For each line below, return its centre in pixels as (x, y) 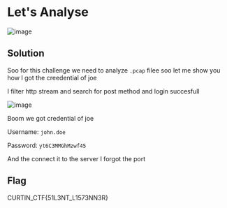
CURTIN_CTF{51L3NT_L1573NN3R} (58, 198)
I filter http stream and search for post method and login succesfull (103, 91)
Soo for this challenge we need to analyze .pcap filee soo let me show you (114, 70)
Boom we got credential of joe (51, 118)
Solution (26, 53)
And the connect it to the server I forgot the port (76, 158)
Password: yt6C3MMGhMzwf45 (47, 145)
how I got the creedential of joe (52, 77)
